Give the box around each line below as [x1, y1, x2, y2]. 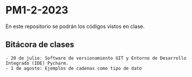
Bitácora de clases [5, 40, 74, 50]
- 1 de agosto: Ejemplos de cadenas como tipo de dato [5, 65, 142, 71]
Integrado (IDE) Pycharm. [5, 60, 68, 66]
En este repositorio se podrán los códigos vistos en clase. [5, 23, 145, 30]
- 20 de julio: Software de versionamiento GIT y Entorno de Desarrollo [5, 55, 187, 61]
